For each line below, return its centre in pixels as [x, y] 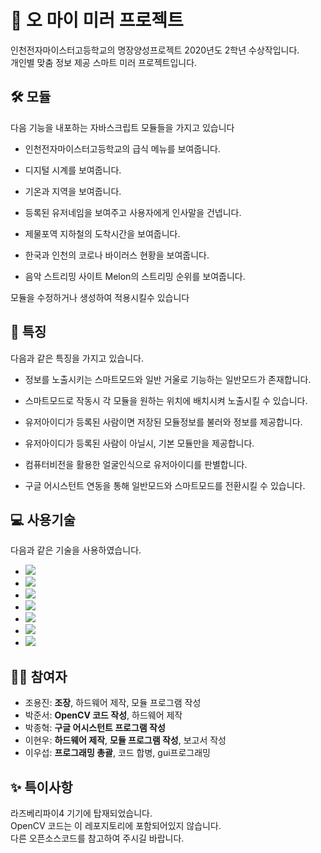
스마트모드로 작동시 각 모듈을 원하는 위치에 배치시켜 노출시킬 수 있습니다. [166, 400]
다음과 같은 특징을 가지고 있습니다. [77, 358]
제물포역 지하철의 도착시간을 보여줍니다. [102, 233]
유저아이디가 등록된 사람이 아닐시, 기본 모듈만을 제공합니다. [139, 443]
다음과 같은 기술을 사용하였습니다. [76, 550]
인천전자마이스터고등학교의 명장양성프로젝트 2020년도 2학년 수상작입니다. [155, 50]
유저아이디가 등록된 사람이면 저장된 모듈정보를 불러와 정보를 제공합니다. [163, 422]
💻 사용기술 [43, 519]
